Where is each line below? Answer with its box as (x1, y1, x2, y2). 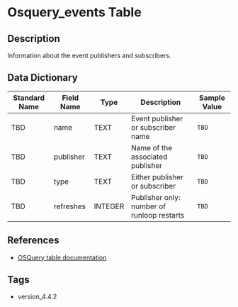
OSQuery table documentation (17, 253, 107, 262)
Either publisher (130, 172, 184, 182)
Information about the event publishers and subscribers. (7, 51, 171, 60)
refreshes (53, 201, 86, 211)
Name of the (130, 143, 173, 152)
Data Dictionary (7, 72, 78, 84)
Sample (199, 93, 225, 103)
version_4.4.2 (17, 292, 57, 301)
